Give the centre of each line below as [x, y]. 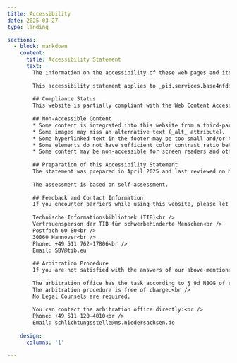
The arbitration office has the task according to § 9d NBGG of [129, 283]
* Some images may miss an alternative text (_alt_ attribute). [129, 132]
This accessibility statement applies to [95, 86]
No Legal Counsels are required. [82, 296]
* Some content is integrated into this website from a [116, 125]
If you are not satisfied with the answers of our [109, 270]
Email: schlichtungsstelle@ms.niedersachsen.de [104, 323]
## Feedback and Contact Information [88, 198]
